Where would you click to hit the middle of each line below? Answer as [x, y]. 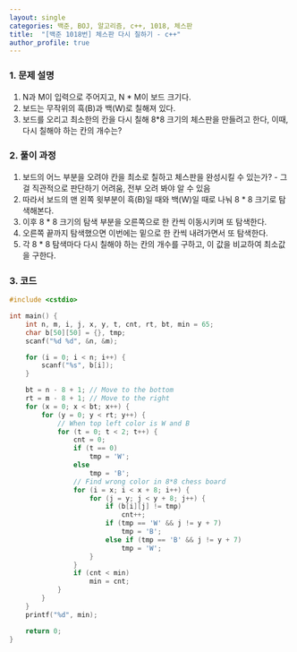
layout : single [38, 17]
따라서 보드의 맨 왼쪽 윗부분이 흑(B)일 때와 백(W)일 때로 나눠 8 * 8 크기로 [149, 199]
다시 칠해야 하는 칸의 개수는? [72, 130]
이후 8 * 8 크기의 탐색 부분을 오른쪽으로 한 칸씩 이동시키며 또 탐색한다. [144, 221]
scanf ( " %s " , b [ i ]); [78, 365]
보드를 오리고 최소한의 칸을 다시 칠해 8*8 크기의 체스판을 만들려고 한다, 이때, [155, 119]
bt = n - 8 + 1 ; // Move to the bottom [100, 390]
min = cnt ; [109, 582]
